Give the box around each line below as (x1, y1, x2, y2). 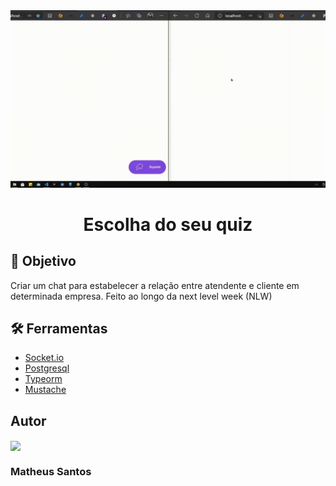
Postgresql (24, 362, 70, 374)
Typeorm (24, 373, 63, 385)
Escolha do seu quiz (83, 213, 253, 236)
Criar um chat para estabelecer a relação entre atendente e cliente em (10, 279, 300, 291)
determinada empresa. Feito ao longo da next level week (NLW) (10, 290, 273, 302)
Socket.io (24, 352, 65, 364)
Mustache (24, 384, 67, 396)
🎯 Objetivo (10, 253, 77, 270)
